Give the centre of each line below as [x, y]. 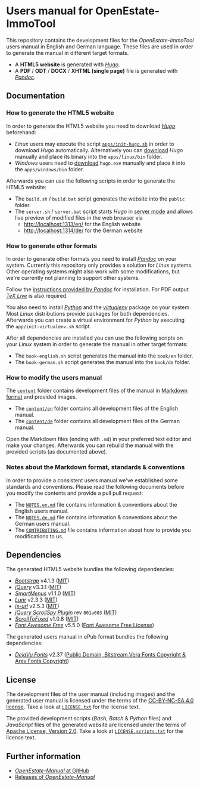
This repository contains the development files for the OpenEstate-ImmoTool [100, 40]
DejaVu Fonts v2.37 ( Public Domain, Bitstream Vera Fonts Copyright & [100, 655]
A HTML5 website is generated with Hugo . [67, 64]
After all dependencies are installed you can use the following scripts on [95, 338]
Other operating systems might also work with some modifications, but [93, 271]
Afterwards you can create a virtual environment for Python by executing [96, 320]
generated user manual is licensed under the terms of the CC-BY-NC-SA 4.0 [100, 701]
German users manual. [43, 523]
